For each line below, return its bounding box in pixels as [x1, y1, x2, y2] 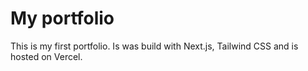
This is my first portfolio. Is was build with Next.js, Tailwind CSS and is [10, 40, 299, 52]
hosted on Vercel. [10, 50, 83, 62]
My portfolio [10, 7, 115, 30]
